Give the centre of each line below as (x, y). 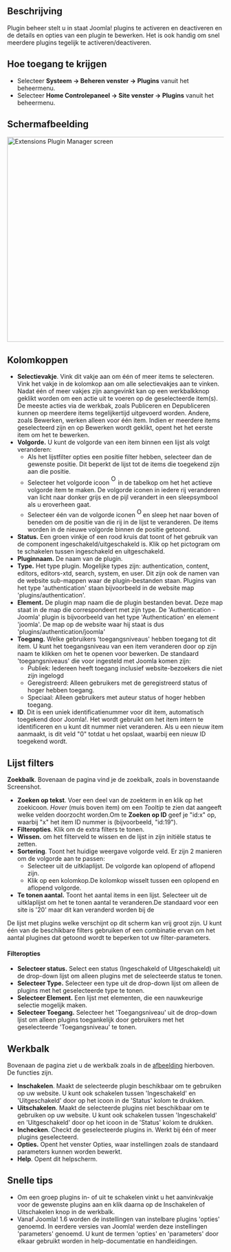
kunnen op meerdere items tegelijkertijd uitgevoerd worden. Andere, (114, 413)
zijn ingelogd (45, 676)
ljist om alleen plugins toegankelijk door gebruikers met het (100, 1020)
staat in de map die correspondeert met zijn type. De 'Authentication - (116, 610)
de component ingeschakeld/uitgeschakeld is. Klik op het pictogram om (119, 544)
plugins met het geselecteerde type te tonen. (81, 991)
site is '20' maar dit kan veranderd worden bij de (86, 910)
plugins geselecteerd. (48, 1137)
